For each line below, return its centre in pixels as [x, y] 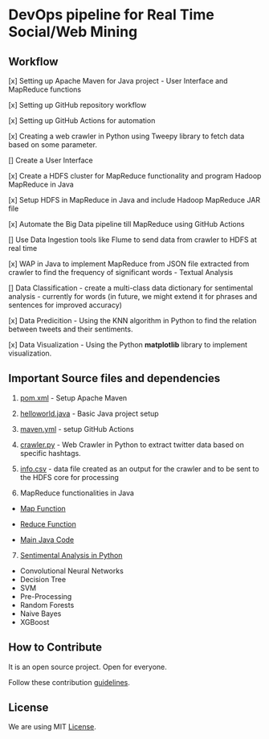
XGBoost [35, 622]
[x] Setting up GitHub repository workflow [77, 105]
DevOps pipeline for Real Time [111, 15]
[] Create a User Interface [51, 160]
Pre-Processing [46, 596]
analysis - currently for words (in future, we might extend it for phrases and [133, 296]
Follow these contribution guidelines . [69, 682]
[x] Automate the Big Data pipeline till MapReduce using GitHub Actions [126, 224]
